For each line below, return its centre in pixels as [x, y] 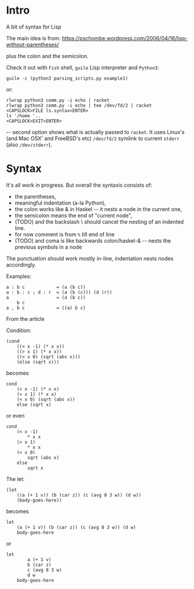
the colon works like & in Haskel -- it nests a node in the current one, [98, 209]
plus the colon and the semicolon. [47, 56]
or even [15, 415]
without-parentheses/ [33, 44]
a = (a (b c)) [46, 297]
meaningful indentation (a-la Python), [60, 203]
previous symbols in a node [48, 247]
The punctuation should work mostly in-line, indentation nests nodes [90, 258]
